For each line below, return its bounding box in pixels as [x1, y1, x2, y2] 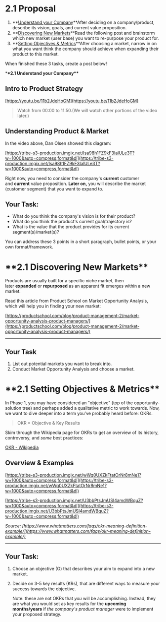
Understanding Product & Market [5, 127, 109, 135]
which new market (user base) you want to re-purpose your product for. [12, 35, 159, 41]
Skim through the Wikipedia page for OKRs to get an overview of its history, [5, 430, 159, 435]
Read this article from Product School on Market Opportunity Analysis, [5, 298, 148, 304]
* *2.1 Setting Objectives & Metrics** [5, 383, 160, 395]
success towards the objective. [12, 586, 76, 592]
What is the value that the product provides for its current [12, 224, 129, 230]
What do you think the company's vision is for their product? [12, 213, 136, 219]
